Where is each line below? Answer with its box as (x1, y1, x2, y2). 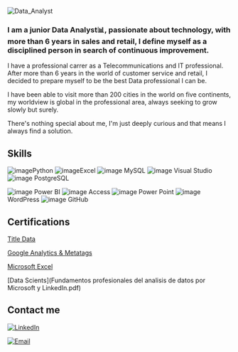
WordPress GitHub (7, 196, 89, 204)
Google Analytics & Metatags (7, 248, 92, 257)
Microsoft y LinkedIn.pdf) (7, 283, 82, 292)
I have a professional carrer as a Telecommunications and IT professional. (7, 61, 224, 70)
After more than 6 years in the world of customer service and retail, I (7, 69, 208, 78)
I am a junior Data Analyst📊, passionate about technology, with (7, 25, 231, 35)
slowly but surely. (7, 105, 59, 114)
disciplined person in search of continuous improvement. (7, 45, 210, 55)
